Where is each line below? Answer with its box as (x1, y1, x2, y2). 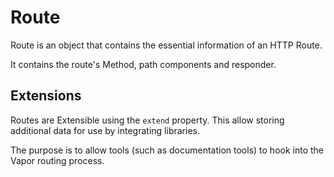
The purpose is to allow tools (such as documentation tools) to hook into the (10, 144, 325, 156)
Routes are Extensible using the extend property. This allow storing (10, 114, 285, 126)
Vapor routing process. (10, 154, 105, 166)
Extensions (10, 87, 82, 105)
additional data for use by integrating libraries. (10, 124, 200, 136)
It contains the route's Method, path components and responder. (10, 58, 277, 70)
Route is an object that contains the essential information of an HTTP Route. (10, 39, 323, 51)
